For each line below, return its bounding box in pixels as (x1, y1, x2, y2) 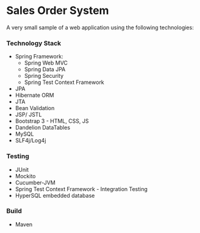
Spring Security (24, 72, 64, 80)
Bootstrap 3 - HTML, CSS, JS (15, 117, 89, 125)
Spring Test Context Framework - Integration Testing (15, 185, 148, 192)
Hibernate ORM (15, 92, 54, 99)
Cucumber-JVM (15, 179, 56, 186)
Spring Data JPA (24, 66, 66, 73)
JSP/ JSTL (15, 111, 42, 119)
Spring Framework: (15, 53, 63, 60)
